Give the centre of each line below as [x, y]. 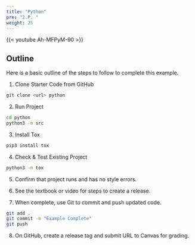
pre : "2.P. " [22, 17]
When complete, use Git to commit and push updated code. [88, 202]
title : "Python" [26, 12]
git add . [18, 213]
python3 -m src [25, 123]
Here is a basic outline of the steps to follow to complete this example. [92, 73]
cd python [18, 118]
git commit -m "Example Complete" [49, 219]
